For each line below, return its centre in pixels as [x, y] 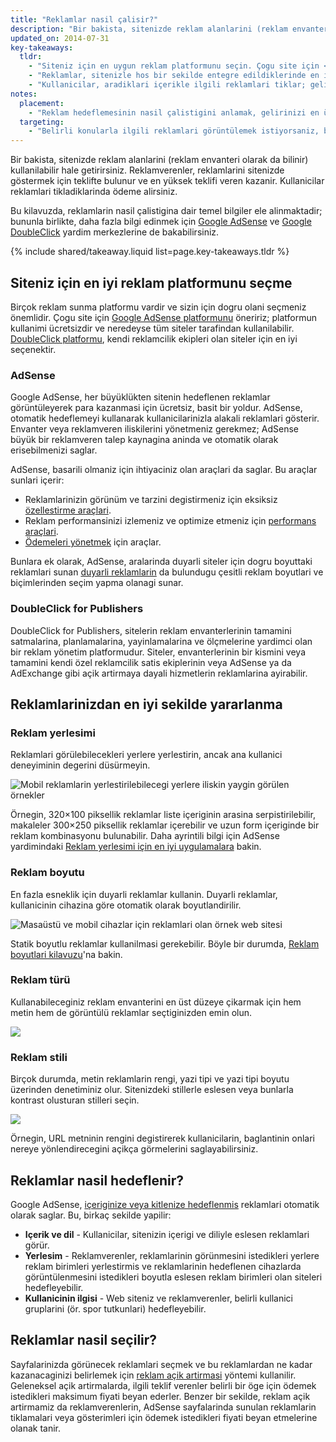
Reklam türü [40, 980]
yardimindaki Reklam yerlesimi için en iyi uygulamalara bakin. [136, 847]
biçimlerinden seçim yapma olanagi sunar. [97, 583]
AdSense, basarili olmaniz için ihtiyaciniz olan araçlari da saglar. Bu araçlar [164, 470]
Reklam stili [39, 1057]
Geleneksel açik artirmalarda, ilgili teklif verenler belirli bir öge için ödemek [163, 1385]
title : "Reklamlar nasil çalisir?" [84, 19]
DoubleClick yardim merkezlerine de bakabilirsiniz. [115, 232]
